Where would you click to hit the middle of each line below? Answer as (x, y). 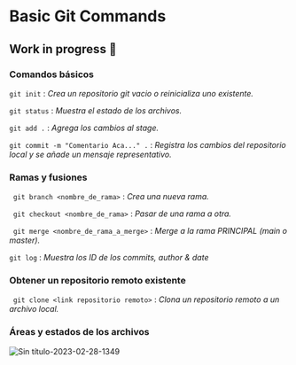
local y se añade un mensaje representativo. (90, 154)
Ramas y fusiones (48, 177)
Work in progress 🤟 (63, 49)
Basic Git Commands (88, 16)
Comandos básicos (52, 74)
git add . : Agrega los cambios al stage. (84, 128)
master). (25, 240)
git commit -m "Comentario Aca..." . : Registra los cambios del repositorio (148, 144)
